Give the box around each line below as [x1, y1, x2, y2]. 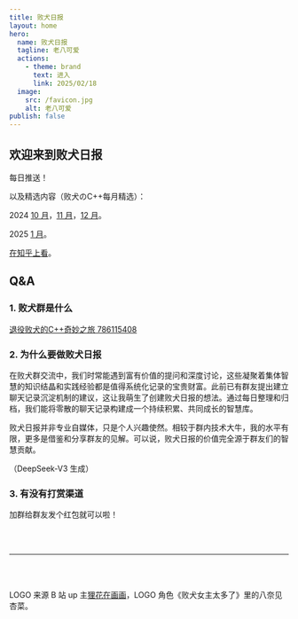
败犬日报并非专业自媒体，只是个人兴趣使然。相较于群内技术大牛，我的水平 [9, 422, 281, 433]
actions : [17, 54, 50, 63]
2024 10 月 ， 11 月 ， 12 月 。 [9, 209, 106, 220]
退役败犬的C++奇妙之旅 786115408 [9, 324, 137, 334]
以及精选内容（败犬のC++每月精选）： [9, 191, 146, 201]
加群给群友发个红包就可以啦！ [9, 509, 118, 520]
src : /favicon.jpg [25, 95, 93, 105]
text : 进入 [32, 71, 71, 80]
